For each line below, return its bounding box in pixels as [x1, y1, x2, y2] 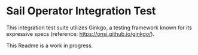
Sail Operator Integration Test [6, 4, 156, 18]
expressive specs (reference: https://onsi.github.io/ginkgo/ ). [6, 30, 154, 37]
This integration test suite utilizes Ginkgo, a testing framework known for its [6, 24, 193, 31]
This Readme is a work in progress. [6, 42, 93, 49]
